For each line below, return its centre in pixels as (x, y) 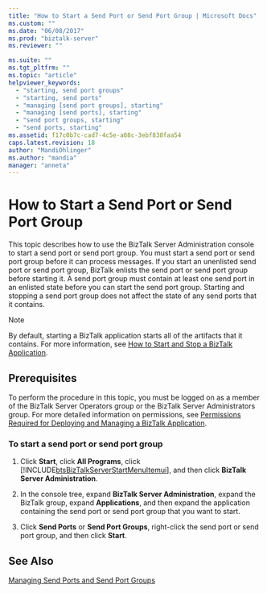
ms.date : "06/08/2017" (46, 31)
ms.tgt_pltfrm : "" (39, 68)
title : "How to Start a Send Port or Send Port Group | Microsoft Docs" (133, 16)
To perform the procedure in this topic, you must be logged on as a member (134, 397)
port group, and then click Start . (73, 536)
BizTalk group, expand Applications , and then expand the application (135, 503)
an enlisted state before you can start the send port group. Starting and (127, 288)
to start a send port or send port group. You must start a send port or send (132, 253)
